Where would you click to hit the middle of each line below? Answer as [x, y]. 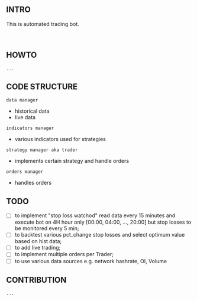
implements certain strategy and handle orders [72, 161]
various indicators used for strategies [60, 139]
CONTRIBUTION [36, 280]
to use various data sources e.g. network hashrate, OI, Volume [91, 261]
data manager [22, 100]
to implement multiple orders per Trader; [64, 254]
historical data [32, 111]
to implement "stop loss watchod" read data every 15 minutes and [95, 215]
